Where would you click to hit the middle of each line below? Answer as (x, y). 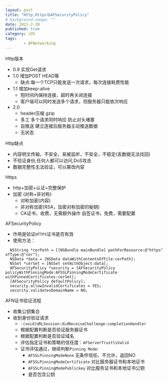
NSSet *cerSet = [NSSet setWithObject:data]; (59, 263)
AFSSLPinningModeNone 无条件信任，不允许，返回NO (82, 355)
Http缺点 (15, 143)
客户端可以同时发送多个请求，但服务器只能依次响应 (74, 101)
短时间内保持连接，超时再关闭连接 (56, 95)
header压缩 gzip (38, 113)
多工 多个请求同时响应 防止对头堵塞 (57, 119)
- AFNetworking (40, 43)
